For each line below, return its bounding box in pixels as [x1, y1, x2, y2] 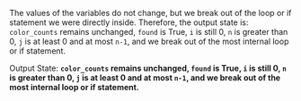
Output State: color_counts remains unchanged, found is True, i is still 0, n [9, 63, 288, 73]
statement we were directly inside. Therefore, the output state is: [9, 17, 249, 28]
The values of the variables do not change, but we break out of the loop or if [9, 8, 292, 18]
